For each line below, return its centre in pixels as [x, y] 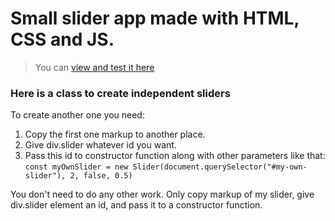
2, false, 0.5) [101, 176]
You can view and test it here [94, 67]
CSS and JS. [62, 39]
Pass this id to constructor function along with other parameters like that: [175, 156]
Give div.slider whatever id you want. [100, 145]
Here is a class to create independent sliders [120, 93]
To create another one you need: [77, 115]
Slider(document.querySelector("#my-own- [220, 167]
